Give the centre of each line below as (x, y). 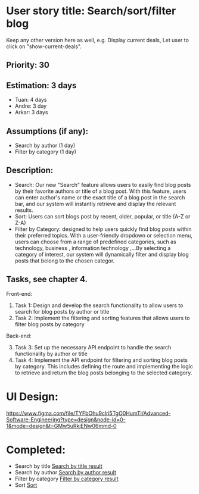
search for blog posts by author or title (62, 311)
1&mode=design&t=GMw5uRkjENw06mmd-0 (62, 426)
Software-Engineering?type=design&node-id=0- (66, 419)
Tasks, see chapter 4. (47, 279)
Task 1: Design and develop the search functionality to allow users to (99, 305)
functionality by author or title (51, 354)
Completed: (36, 450)
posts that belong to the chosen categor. (65, 261)
